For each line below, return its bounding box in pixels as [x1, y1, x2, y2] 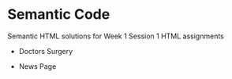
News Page [18, 61, 57, 71]
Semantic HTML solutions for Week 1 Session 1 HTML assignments [7, 31, 224, 41]
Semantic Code [7, 5, 110, 23]
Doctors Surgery [18, 46, 73, 56]
